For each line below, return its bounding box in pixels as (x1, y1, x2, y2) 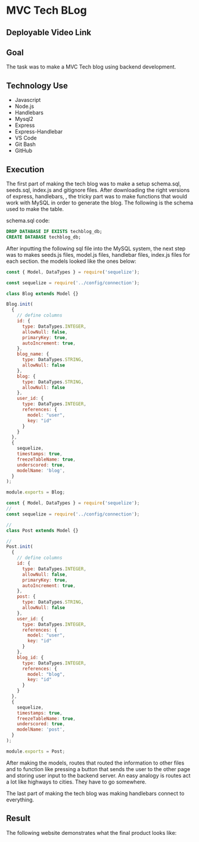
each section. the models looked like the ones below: (6, 257, 136, 265)
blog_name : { (17, 351, 49, 358)
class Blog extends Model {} (6, 290, 79, 297)
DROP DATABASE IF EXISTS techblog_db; (6, 229, 102, 235)
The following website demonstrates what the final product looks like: (6, 829, 177, 836)
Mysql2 (14, 116, 34, 123)
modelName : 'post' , (17, 726, 66, 733)
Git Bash (14, 141, 36, 148)
